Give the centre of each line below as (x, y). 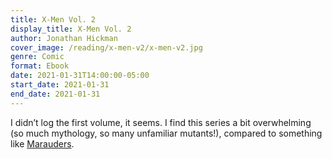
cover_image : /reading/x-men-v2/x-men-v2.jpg (106, 47)
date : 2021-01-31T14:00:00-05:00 (80, 76)
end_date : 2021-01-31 (55, 94)
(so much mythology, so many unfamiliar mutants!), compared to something (166, 133)
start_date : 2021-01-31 (60, 85)
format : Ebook (40, 66)
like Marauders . (42, 143)
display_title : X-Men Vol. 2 (71, 29)
